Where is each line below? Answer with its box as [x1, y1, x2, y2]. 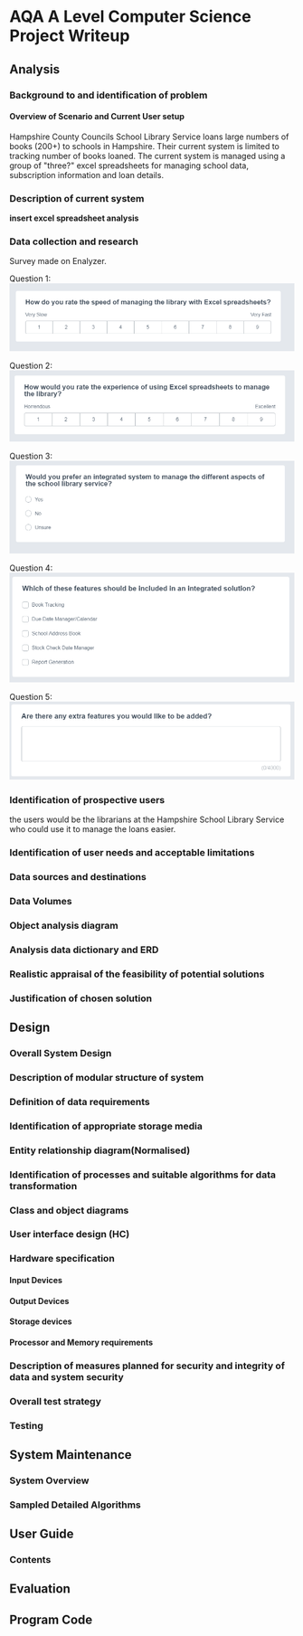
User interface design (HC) [9, 1228, 130, 1241]
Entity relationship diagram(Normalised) [9, 1144, 191, 1157]
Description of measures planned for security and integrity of [9, 1359, 285, 1372]
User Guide [9, 1527, 74, 1542]
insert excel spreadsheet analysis [9, 213, 139, 223]
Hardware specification [9, 1253, 115, 1265]
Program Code [9, 1612, 93, 1627]
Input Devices [9, 1274, 63, 1285]
